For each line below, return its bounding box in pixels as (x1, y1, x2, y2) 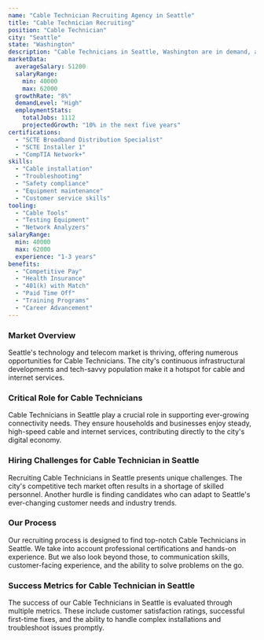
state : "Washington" (8, 41, 76, 49)
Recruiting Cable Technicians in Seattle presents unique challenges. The (8, 473, 243, 482)
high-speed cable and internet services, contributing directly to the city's (8, 427, 245, 436)
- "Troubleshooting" (15, 172, 82, 181)
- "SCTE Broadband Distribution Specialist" (15, 135, 163, 144)
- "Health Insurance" (15, 274, 86, 283)
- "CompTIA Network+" (15, 150, 86, 158)
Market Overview (8, 329, 76, 340)
